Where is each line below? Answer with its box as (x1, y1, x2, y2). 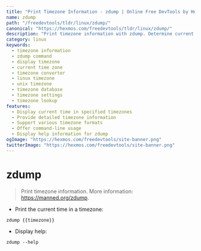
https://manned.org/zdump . (20, 194, 90, 201)
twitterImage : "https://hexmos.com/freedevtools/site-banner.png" (6, 142, 175, 148)
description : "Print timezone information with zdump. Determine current (6, 31, 194, 37)
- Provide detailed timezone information (11, 114, 117, 120)
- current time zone (11, 64, 63, 71)
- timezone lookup (11, 97, 58, 103)
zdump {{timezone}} (6, 217, 55, 223)
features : (6, 103, 31, 109)
